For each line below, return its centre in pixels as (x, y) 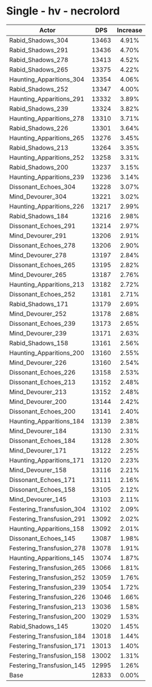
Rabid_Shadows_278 (39, 60)
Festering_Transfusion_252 (48, 577)
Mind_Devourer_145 (38, 499)
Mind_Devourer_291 (38, 236)
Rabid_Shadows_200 (39, 167)
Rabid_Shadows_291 (39, 50)
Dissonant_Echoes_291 (42, 225)
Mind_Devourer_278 (38, 255)
